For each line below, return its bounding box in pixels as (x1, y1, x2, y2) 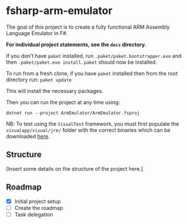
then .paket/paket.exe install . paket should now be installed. (6, 58, 157, 66)
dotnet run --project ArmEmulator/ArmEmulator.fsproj (6, 110, 140, 116)
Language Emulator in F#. (6, 29, 68, 36)
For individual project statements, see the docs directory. (6, 41, 147, 48)
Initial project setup (14, 198, 61, 205)
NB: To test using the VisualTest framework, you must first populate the (6, 120, 179, 127)
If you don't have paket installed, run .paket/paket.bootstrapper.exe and (6, 52, 182, 59)
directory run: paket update (6, 76, 72, 83)
